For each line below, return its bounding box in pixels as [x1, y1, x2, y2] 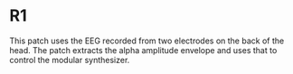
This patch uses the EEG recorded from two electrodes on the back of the [9, 35, 285, 46]
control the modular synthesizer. [9, 54, 130, 65]
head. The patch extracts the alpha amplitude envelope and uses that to [9, 44, 278, 55]
